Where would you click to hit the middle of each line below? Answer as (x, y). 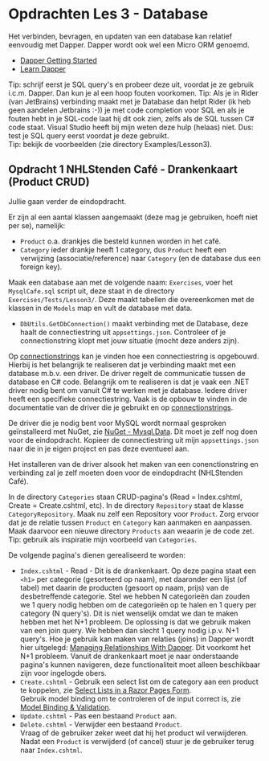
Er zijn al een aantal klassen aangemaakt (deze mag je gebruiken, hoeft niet (133, 217)
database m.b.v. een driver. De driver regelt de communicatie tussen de (127, 373)
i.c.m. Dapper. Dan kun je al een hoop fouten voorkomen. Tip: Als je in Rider (133, 92)
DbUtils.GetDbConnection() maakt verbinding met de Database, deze (134, 323)
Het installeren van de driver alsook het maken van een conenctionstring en (133, 464)
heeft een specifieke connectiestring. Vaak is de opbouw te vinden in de (128, 399)
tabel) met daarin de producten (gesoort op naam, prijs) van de (124, 587)
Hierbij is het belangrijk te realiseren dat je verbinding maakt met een (122, 364)
